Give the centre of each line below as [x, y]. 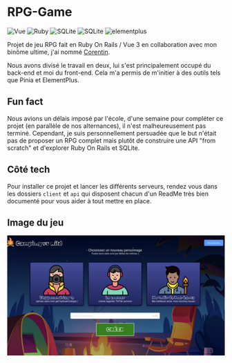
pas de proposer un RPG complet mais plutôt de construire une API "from [112, 140]
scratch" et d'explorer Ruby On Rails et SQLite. [74, 148]
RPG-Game [40, 12]
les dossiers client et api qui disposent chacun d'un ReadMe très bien [108, 194]
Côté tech [29, 170]
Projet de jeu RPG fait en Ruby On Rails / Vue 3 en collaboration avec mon [112, 44]
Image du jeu [36, 222]
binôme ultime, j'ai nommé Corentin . [59, 52]
